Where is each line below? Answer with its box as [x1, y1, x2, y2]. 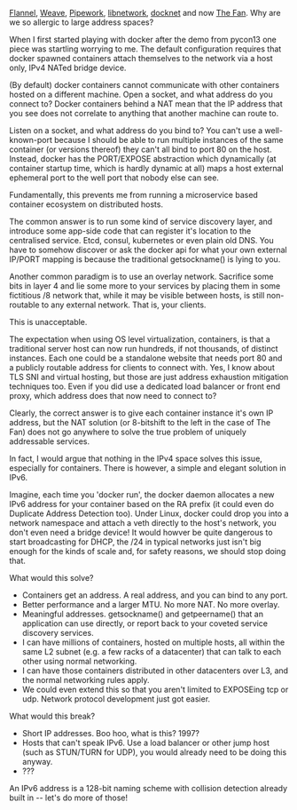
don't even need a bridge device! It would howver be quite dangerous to [9, 528, 273, 537]
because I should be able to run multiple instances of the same [54, 135, 284, 145]
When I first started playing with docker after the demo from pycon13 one [9, 35, 277, 44]
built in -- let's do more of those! [9, 792, 129, 803]
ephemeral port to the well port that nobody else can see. [9, 172, 220, 183]
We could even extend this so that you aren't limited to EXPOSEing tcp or [21, 684, 289, 695]
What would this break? [9, 711, 96, 721]
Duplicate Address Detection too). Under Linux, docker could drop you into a [9, 508, 289, 519]
